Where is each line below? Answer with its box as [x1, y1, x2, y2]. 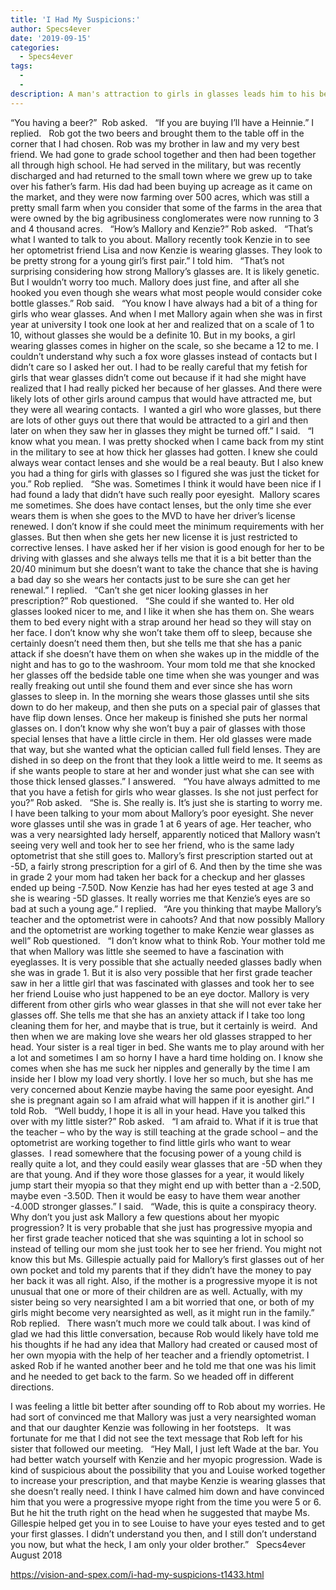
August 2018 [10, 1549, 63, 1561]
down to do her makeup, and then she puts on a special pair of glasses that [10, 701, 321, 713]
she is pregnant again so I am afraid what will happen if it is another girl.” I [10, 1094, 315, 1106]
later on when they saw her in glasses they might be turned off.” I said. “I [10, 424, 315, 436]
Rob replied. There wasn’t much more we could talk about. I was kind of [10, 1317, 311, 1329]
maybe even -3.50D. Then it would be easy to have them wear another [10, 1189, 301, 1201]
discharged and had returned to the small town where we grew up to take [10, 169, 313, 181]
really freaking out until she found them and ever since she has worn [10, 679, 293, 691]
